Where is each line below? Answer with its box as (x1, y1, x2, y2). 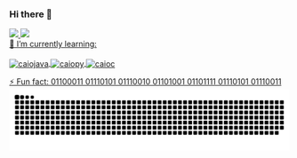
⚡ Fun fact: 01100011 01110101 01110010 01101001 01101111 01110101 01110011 (9, 75, 282, 87)
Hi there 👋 (9, 8, 53, 20)
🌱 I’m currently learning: (9, 39, 98, 50)
